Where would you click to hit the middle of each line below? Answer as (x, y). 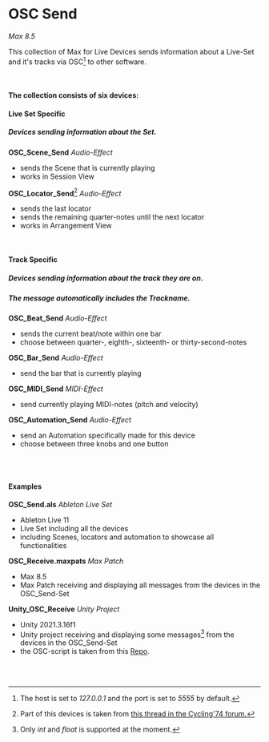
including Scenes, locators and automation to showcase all (117, 537)
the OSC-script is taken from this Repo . (84, 651)
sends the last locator (56, 208)
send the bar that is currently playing (80, 373)
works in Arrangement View (66, 226)
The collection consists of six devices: (74, 95)
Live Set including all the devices (74, 528)
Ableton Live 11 (44, 520)
